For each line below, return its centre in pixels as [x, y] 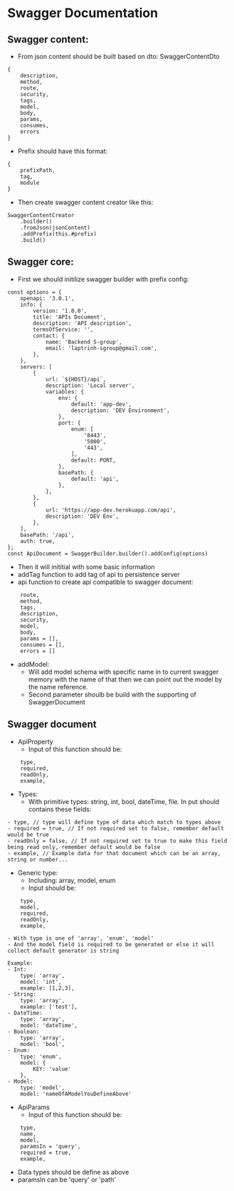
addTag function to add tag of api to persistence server [99, 574]
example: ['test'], [49, 1007]
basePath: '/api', [47, 535]
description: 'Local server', [90, 386]
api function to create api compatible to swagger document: [105, 582]
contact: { [49, 336]
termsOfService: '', [63, 329]
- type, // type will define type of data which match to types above [114, 822]
